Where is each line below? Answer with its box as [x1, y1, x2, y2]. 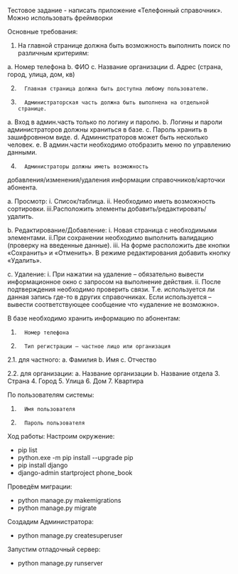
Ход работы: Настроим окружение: [7, 432, 115, 440]
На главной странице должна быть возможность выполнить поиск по [17, 41, 231, 49]
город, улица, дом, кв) [7, 71, 75, 78]
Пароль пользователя [24, 419, 85, 427]
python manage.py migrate [17, 503, 97, 512]
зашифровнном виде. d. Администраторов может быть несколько [7, 133, 208, 141]
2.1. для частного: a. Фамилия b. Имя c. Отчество [7, 355, 157, 364]
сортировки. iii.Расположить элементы [7, 204, 126, 213]
